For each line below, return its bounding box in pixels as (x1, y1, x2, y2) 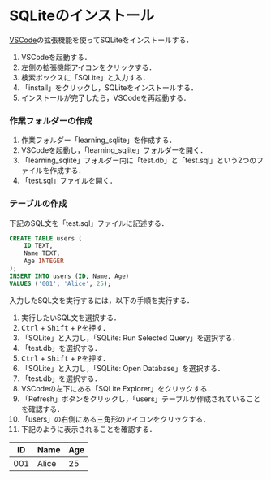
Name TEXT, (24, 249, 61, 257)
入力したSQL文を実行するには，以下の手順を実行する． (9, 295, 194, 305)
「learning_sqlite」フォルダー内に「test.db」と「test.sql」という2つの (20, 155, 257, 166)
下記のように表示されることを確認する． (20, 424, 157, 434)
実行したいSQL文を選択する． (20, 313, 121, 322)
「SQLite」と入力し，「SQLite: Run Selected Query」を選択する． (20, 333, 240, 343)
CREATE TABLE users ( (9, 234, 83, 243)
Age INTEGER (24, 257, 64, 266)
